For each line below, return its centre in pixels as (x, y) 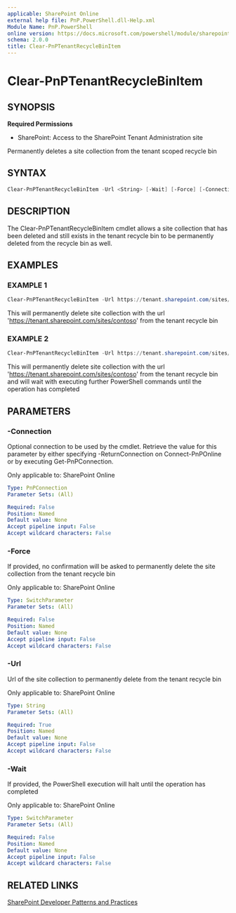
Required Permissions (40, 124)
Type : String (26, 705)
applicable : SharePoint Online (53, 14)
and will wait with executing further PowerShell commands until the (105, 382)
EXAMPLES (33, 265)
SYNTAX (27, 173)
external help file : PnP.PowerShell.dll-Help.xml (81, 20)
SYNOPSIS (31, 107)
